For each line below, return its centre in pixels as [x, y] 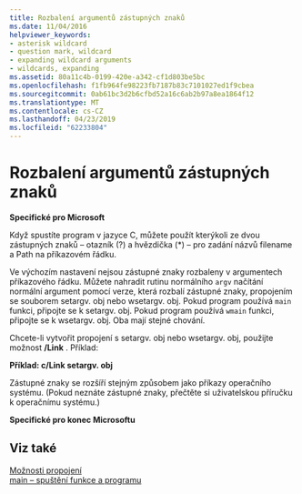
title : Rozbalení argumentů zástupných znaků [97, 18]
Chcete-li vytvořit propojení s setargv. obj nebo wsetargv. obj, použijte [141, 338]
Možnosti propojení [45, 470]
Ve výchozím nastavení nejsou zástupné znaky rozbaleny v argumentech [146, 272]
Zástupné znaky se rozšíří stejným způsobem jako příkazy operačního [140, 382]
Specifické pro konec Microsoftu [72, 419]
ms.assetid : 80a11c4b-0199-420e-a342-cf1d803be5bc [107, 77]
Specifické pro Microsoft [57, 217]
